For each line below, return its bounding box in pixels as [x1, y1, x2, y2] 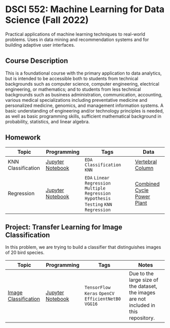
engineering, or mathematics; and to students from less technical [5, 86, 141, 92]
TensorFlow [84, 285, 111, 290]
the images [129, 289, 156, 296]
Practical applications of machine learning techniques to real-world [5, 31, 146, 37]
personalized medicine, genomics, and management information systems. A [5, 102, 163, 108]
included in [129, 302, 155, 309]
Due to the [129, 270, 154, 277]
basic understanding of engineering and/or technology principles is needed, [5, 107, 164, 114]
